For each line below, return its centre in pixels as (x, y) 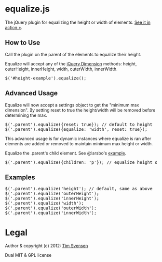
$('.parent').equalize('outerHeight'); (52, 194)
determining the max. (26, 115)
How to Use (23, 43)
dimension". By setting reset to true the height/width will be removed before (80, 110)
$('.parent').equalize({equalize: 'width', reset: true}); (76, 129)
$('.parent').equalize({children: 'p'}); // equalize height (79, 162)
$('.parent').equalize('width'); (45, 203)
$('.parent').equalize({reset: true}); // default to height (79, 124)
